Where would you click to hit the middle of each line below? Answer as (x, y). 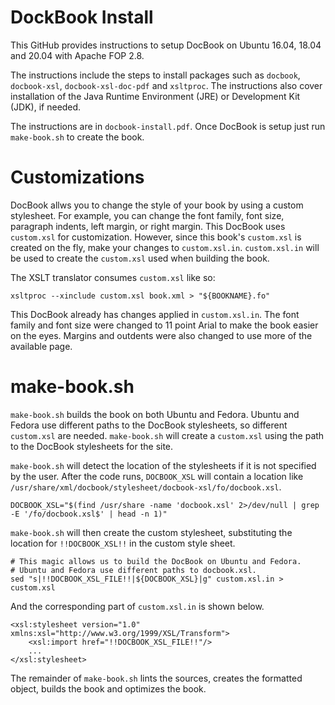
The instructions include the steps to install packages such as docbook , (155, 75)
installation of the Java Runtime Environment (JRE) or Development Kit (155, 96)
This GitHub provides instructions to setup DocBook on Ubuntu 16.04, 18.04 (166, 45)
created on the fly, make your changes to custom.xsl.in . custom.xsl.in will (165, 247)
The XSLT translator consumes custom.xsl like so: (113, 277)
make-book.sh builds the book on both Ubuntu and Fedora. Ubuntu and (155, 414)
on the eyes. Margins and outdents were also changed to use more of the (161, 335)
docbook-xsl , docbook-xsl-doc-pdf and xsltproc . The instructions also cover (166, 85)
